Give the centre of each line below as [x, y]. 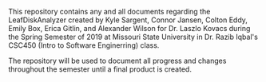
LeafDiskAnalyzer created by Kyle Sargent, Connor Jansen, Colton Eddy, [128, 20]
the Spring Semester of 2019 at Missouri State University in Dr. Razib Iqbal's [133, 37]
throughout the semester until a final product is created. [100, 69]
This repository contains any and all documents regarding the [109, 12]
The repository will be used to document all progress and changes [117, 61]
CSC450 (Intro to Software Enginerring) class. [84, 45]
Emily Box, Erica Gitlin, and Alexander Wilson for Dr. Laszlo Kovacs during [129, 28]
